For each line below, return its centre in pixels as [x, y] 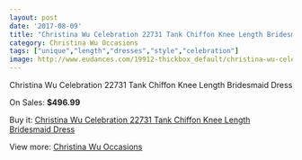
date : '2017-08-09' [46, 26]
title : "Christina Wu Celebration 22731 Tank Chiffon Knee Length [136, 34]
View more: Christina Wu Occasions [76, 147]
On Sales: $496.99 [45, 102]
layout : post [34, 18]
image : [22, 59]
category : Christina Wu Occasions [74, 43]
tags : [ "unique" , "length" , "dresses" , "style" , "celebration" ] [124, 51]
